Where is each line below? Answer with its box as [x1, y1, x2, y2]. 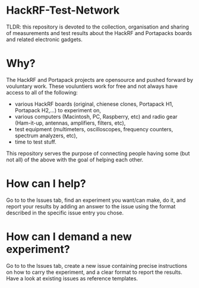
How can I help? [6, 177, 86, 191]
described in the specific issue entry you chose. [6, 209, 124, 216]
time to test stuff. [14, 138, 56, 145]
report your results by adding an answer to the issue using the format [6, 202, 176, 210]
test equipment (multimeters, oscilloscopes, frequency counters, [14, 125, 173, 132]
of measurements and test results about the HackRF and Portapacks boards [6, 29, 192, 36]
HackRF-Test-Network [6, 4, 120, 17]
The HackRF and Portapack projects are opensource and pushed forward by [6, 76, 194, 83]
